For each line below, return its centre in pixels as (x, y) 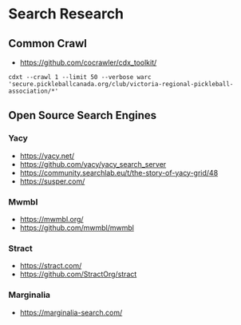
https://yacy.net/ (47, 156)
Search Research (66, 14)
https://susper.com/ (52, 181)
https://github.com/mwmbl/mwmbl (77, 228)
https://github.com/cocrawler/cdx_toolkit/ (88, 62)
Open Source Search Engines (83, 115)
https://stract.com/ (51, 266)
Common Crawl (48, 44)
